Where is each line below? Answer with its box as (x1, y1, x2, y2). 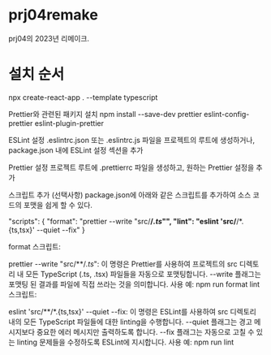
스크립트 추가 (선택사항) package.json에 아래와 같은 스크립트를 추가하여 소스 (8, 189, 252, 200)
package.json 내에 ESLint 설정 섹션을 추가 (8, 145, 144, 155)
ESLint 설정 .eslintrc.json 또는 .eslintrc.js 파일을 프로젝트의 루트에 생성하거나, (8, 135, 256, 145)
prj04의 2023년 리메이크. (8, 33, 90, 43)
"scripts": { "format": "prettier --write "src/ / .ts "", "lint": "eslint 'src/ (8, 216, 237, 226)
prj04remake (8, 6, 99, 24)
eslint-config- (204, 109, 250, 119)
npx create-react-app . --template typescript (8, 92, 158, 102)
